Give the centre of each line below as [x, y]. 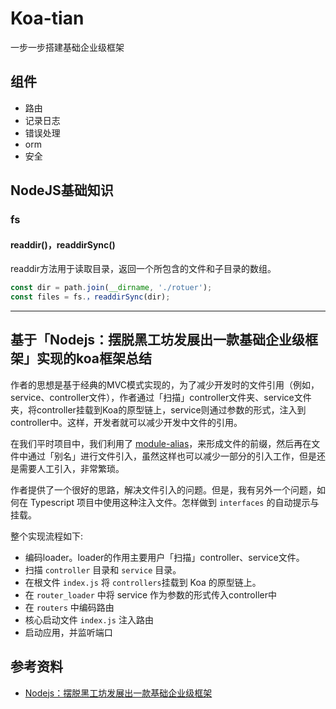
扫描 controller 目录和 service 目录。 [103, 569]
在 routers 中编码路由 [69, 607]
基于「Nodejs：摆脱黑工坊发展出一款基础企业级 [158, 340]
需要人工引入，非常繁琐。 [71, 468]
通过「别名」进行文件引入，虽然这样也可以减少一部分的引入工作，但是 [172, 456]
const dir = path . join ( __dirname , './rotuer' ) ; [111, 288]
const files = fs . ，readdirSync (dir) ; [90, 297]
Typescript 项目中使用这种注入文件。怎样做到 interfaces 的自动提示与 [174, 502]
